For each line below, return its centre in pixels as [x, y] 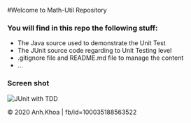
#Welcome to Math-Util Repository [57, 10]
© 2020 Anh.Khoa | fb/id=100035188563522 [72, 112]
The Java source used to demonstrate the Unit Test [91, 43]
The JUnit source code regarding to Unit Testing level [94, 51]
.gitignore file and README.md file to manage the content [100, 58]
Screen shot [28, 83]
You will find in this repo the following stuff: [83, 28]
